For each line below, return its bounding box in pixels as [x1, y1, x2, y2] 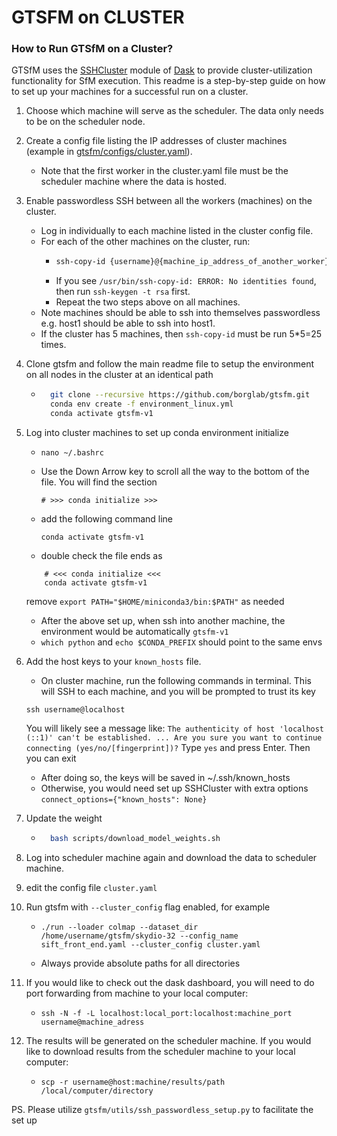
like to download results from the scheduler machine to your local [25, 1045, 296, 1057]
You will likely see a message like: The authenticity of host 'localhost [25, 722, 325, 734]
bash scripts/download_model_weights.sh [49, 833, 221, 843]
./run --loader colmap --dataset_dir [40, 922, 199, 932]
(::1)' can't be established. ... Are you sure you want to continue [25, 732, 323, 743]
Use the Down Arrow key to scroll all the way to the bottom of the [40, 465, 310, 477]
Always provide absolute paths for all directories [40, 957, 241, 969]
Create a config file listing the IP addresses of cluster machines [25, 135, 288, 147]
